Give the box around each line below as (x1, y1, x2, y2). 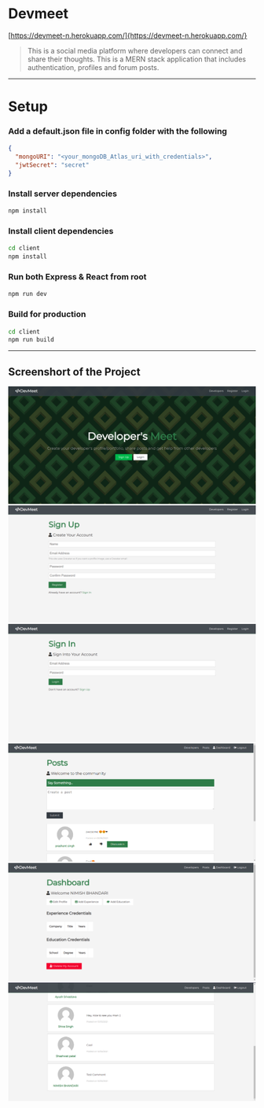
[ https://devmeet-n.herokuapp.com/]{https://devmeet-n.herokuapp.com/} (8, 31, 247, 40)
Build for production (8, 308, 86, 319)
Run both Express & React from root (8, 271, 147, 283)
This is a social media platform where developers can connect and (27, 46, 243, 55)
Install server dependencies (8, 188, 118, 199)
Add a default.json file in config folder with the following (8, 126, 228, 137)
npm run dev (8, 290, 47, 298)
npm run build (8, 336, 55, 344)
